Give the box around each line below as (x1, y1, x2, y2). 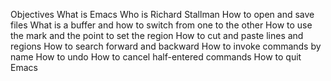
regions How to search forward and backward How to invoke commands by (10, 40, 322, 52)
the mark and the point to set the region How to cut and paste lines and (10, 30, 304, 41)
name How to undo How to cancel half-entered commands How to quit (10, 51, 302, 63)
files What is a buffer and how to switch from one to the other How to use (10, 19, 313, 31)
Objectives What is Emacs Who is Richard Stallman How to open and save (10, 9, 315, 20)
